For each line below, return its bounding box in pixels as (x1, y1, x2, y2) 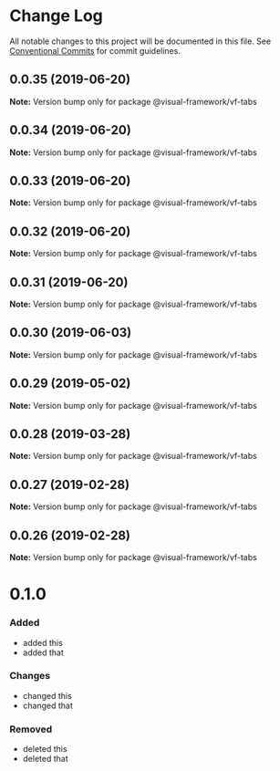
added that (22, 647, 64, 658)
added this (22, 637, 64, 648)
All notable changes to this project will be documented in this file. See (9, 36, 272, 47)
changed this (22, 690, 73, 701)
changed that (22, 700, 73, 711)
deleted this (22, 744, 67, 755)
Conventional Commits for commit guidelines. (9, 45, 181, 56)
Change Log (9, 5, 103, 26)
